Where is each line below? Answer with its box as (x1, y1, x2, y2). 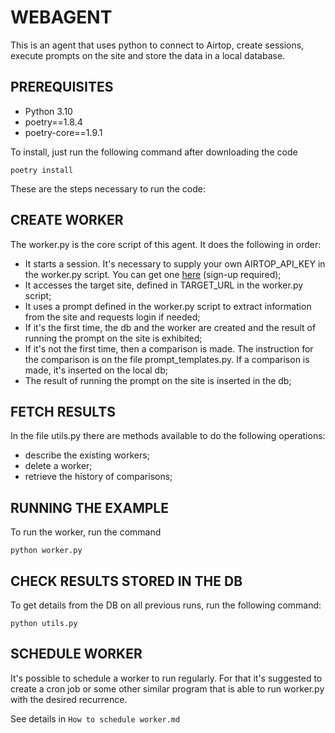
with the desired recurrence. (10, 693, 128, 705)
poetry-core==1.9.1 (24, 126, 103, 138)
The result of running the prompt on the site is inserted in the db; (24, 374, 292, 386)
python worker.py (10, 546, 83, 556)
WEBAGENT (10, 6, 113, 29)
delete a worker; (24, 460, 93, 472)
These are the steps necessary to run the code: (10, 182, 206, 195)
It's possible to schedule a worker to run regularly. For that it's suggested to (10, 672, 323, 684)
